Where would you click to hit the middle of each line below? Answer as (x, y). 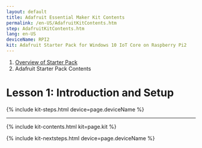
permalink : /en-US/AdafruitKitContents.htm (62, 23)
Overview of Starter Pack (46, 62)
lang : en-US (21, 34)
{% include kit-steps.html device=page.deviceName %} (75, 109)
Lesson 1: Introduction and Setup (90, 93)
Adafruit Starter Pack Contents (53, 68)
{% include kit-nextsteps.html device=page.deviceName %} (81, 138)
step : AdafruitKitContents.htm (45, 28)
